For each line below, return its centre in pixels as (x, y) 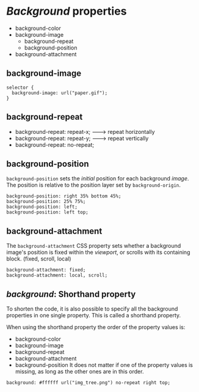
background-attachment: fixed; (46, 270)
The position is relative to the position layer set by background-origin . (94, 185)
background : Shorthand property (71, 294)
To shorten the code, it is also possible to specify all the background (92, 309)
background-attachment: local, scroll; (57, 276)
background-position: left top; (47, 212)
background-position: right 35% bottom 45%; (64, 196)
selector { (20, 87)
